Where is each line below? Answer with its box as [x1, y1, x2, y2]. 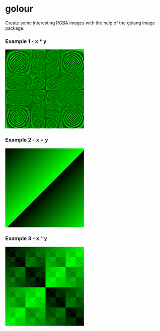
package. [5, 25, 25, 31]
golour [5, 3, 34, 15]
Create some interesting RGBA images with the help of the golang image [5, 20, 155, 26]
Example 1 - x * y [5, 37, 47, 44]
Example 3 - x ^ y [5, 235, 48, 242]
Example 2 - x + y [5, 136, 49, 144]
